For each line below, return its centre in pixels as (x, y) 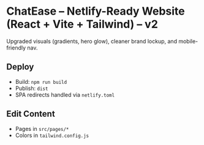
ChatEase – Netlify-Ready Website (96, 11)
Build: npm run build (41, 81)
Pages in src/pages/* (42, 128)
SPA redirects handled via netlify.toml (65, 95)
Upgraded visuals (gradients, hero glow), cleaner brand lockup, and (92, 41)
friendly (16, 48)
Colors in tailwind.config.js (52, 135)
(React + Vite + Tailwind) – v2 (82, 24)
